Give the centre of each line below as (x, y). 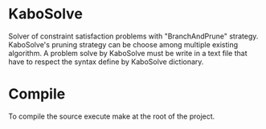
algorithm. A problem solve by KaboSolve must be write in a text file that (128, 53)
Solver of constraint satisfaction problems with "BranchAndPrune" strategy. (133, 36)
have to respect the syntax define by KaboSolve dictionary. (106, 62)
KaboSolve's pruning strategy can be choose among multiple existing (123, 44)
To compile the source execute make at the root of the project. (112, 116)
